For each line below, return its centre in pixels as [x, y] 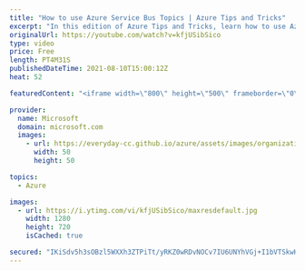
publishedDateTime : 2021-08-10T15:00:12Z [89, 69]
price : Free [32, 52]
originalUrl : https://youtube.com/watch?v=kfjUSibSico [115, 35]
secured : [26, 252]
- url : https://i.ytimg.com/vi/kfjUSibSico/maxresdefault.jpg [138, 210]
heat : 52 [26, 77]
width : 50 [52, 152]
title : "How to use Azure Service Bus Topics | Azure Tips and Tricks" [148, 18]
